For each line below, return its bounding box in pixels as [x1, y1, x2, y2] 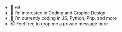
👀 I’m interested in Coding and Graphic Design [10, 10, 106, 16]
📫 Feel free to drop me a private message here [10, 21, 108, 27]
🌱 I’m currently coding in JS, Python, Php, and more [10, 15, 117, 21]
